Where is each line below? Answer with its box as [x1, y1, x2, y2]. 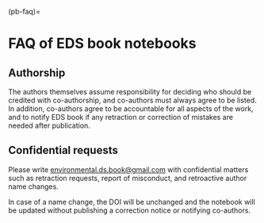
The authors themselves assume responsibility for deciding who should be [8, 87, 252, 96]
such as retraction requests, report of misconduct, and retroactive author [8, 173, 247, 183]
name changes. [8, 182, 59, 191]
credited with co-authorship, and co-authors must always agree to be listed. [8, 95, 258, 105]
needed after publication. [8, 121, 91, 130]
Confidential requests [8, 144, 119, 157]
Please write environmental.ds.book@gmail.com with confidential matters [8, 164, 249, 174]
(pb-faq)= [8, 7, 41, 16]
